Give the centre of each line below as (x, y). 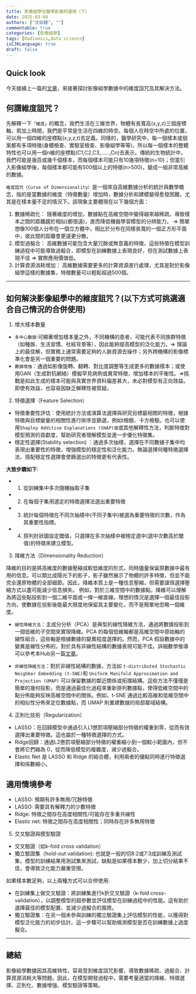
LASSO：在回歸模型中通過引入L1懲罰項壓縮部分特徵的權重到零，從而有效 (102, 728)
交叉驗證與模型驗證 (38, 834)
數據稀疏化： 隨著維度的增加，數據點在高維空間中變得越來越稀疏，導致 (99, 214)
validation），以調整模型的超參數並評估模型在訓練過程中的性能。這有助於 (101, 900)
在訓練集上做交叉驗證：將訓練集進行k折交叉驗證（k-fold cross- (90, 893)
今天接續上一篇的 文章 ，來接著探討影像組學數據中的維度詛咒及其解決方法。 (95, 88)
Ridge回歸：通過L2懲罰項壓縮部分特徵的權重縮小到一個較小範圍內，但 (98, 742)
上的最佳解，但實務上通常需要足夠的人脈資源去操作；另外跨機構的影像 (99, 352)
